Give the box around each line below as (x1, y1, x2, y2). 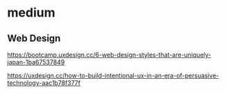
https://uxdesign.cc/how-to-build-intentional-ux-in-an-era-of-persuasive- (7, 71, 220, 79)
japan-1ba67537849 (7, 58, 65, 66)
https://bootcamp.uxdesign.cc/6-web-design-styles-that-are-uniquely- (7, 50, 211, 59)
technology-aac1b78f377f (7, 79, 81, 87)
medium (7, 5, 55, 21)
